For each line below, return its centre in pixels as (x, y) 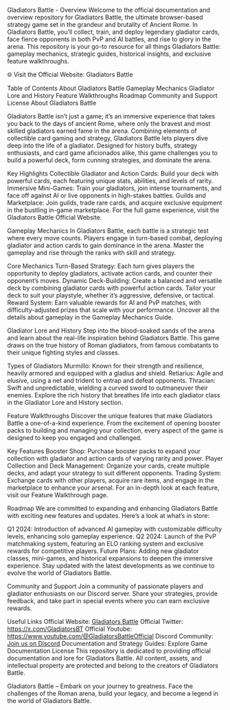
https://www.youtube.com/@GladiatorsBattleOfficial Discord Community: (110, 636)
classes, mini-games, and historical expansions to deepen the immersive (110, 558)
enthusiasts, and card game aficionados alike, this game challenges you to (113, 153)
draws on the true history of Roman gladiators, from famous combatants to (113, 345)
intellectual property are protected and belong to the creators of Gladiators (113, 665)
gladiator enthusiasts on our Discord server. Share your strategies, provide (113, 594)
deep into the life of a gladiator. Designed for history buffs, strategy (102, 145)
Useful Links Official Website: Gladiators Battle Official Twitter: (95, 622)
